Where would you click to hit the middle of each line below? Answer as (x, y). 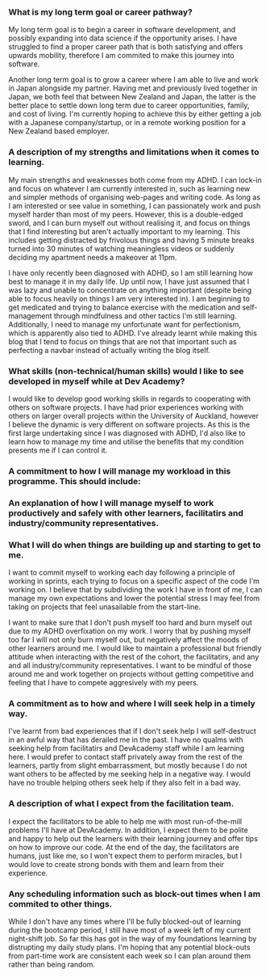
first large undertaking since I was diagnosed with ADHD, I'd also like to (127, 433)
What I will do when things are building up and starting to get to (135, 545)
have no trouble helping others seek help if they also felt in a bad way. (125, 783)
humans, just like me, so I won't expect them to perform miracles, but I (125, 856)
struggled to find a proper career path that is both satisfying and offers (126, 47)
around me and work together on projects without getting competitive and (131, 674)
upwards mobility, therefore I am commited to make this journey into (122, 56)
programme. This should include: (75, 481)
